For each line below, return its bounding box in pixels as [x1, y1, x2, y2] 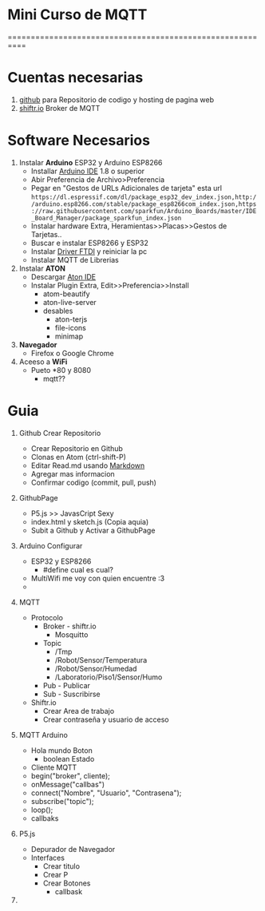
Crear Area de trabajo [42, 706, 115, 715]
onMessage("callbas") [30, 779, 105, 789]
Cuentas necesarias [7, 69, 144, 87]
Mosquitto [54, 629, 89, 640]
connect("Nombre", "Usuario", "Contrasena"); [30, 788, 182, 798]
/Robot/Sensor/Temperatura [54, 655, 148, 664]
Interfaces [30, 853, 65, 862]
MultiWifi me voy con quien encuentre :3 [30, 573, 165, 583]
